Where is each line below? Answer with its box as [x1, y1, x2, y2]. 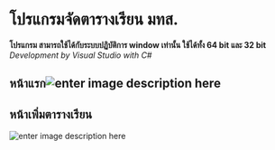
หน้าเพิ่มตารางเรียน [9, 107, 93, 122]
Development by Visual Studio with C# [9, 50, 152, 61]
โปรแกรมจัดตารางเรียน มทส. [9, 9, 179, 30]
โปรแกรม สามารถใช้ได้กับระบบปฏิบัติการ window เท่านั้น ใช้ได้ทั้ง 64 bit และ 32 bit [9, 39, 267, 50]
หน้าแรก [9, 76, 47, 91]
